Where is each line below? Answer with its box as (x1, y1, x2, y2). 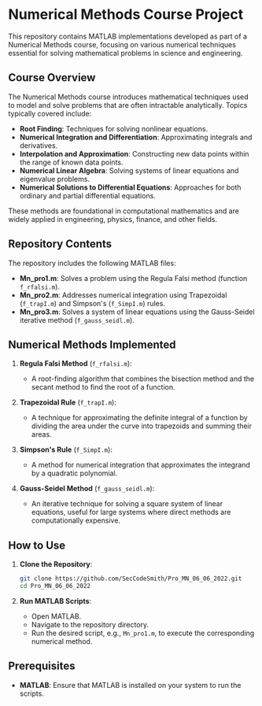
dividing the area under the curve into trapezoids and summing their (31, 421, 253, 431)
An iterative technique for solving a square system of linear (31, 499, 223, 508)
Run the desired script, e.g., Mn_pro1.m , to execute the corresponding (31, 628, 255, 638)
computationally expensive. (31, 516, 120, 525)
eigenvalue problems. (19, 174, 90, 183)
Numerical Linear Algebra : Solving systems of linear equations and (19, 165, 239, 175)
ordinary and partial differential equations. (19, 190, 156, 200)
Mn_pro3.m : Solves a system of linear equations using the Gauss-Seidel (19, 307, 255, 316)
